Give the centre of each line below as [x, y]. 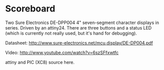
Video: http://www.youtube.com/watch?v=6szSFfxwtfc [62, 52]
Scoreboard [30, 9]
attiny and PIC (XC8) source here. [40, 62]
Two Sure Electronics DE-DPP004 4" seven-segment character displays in [82, 22]
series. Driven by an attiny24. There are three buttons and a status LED [78, 27]
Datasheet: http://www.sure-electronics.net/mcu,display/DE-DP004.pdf [79, 42]
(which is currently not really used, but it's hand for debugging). [71, 33]
